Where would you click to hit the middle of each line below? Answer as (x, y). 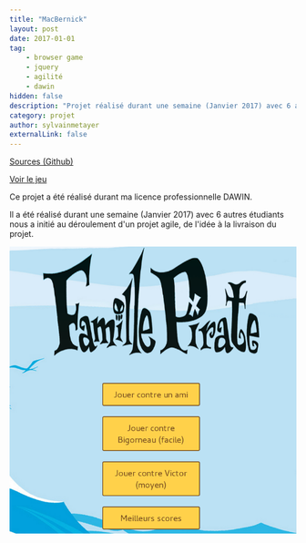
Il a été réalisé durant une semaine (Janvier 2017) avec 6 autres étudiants (147, 215)
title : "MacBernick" (49, 19)
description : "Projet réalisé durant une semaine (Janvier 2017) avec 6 (150, 106)
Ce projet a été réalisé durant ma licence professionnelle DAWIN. (131, 197)
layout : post (34, 29)
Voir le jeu (28, 179)
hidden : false (36, 96)
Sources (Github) (41, 162)
